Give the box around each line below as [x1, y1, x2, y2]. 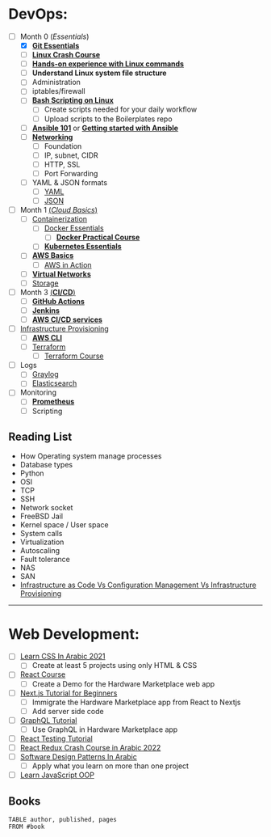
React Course [19, 670, 66, 679]
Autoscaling [19, 546, 60, 556]
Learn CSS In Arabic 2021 [19, 652, 106, 662]
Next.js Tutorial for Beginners [19, 688, 118, 698]
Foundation [44, 141, 82, 150]
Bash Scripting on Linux [31, 95, 115, 105]
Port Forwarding [44, 168, 98, 178]
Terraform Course [44, 351, 104, 361]
